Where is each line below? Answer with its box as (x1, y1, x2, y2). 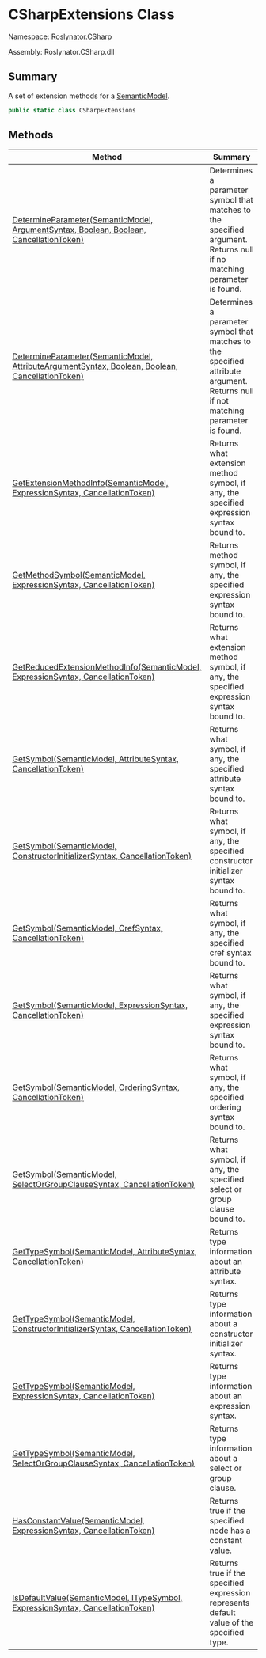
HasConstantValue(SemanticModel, (12, 1516, 145, 1527)
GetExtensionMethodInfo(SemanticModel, (12, 477, 169, 488)
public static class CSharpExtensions (8, 106, 136, 114)
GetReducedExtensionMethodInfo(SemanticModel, (12, 662, 202, 673)
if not (209, 396, 230, 407)
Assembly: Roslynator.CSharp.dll (8, 47, 115, 56)
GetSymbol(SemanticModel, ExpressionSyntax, (12, 1000, 188, 1011)
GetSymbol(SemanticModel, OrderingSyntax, (12, 1082, 180, 1093)
